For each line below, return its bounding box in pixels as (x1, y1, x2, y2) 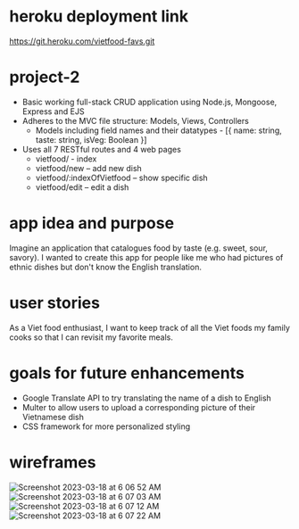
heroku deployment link (9, 6, 189, 27)
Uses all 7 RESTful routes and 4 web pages (21, 144, 181, 154)
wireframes (9, 452, 96, 472)
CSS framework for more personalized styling (21, 421, 191, 432)
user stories (9, 293, 101, 313)
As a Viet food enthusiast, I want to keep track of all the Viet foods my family (9, 322, 290, 333)
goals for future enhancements (9, 363, 245, 383)
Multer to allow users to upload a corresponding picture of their (21, 401, 256, 412)
